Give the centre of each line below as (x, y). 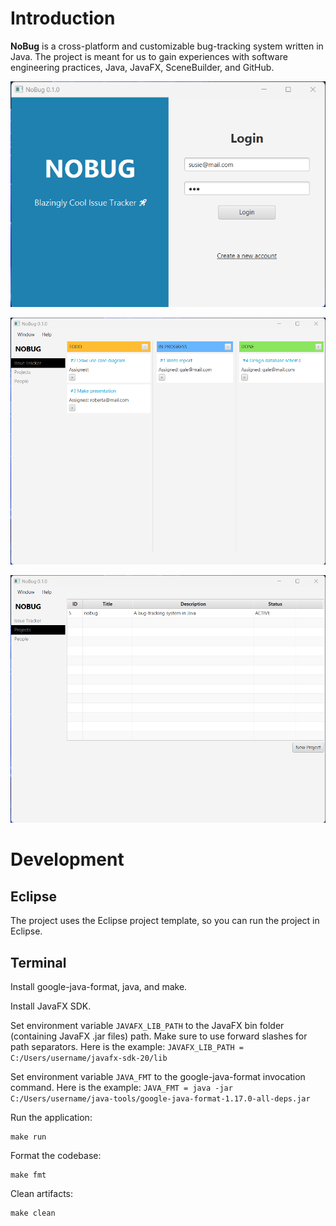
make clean (33, 1213)
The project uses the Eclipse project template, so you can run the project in (165, 921)
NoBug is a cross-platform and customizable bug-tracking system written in (167, 46)
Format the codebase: (56, 1155)
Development (67, 859)
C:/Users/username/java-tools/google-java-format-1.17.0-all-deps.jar (160, 1099)
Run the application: (51, 1117)
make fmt (28, 1175)
